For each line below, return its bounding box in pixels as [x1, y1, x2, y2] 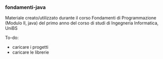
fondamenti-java [5, 4, 46, 11]
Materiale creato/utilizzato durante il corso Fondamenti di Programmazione [5, 15, 157, 21]
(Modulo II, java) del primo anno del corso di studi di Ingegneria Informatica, [5, 20, 159, 26]
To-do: [5, 35, 19, 40]
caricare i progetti [12, 44, 49, 50]
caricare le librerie [12, 49, 49, 55]
